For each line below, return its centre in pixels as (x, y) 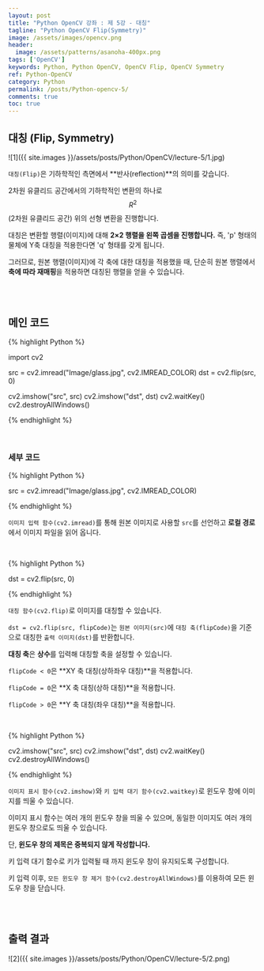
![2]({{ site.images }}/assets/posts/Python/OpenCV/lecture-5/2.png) (119, 958)
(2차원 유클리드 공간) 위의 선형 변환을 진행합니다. (84, 218)
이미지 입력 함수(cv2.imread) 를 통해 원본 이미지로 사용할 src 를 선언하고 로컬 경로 (132, 522)
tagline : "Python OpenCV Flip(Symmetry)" (77, 30)
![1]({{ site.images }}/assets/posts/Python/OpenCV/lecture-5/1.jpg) (117, 157)
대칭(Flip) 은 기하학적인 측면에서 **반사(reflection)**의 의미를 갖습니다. (119, 173)
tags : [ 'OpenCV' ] (37, 60)
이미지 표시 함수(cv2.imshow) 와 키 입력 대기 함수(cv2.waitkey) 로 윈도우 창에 (124, 791)
